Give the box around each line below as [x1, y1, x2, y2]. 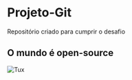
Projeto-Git [7, 5, 72, 21]
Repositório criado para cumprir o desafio [7, 27, 126, 36]
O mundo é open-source [7, 47, 114, 59]
